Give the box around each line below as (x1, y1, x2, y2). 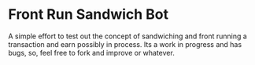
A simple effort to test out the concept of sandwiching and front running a (8, 31, 248, 41)
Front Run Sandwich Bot (8, 5, 169, 23)
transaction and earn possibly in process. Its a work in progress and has (8, 39, 242, 49)
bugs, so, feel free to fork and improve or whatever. (8, 48, 175, 57)
